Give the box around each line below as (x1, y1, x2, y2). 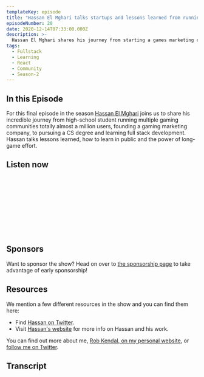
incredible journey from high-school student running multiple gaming (6, 116, 179, 123)
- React (12, 60, 32, 66)
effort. (21, 142, 38, 150)
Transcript (6, 361, 47, 371)
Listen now (6, 159, 49, 170)
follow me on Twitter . (6, 343, 59, 350)
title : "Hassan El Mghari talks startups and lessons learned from (6, 15, 181, 21)
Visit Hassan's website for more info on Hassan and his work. (15, 325, 169, 332)
